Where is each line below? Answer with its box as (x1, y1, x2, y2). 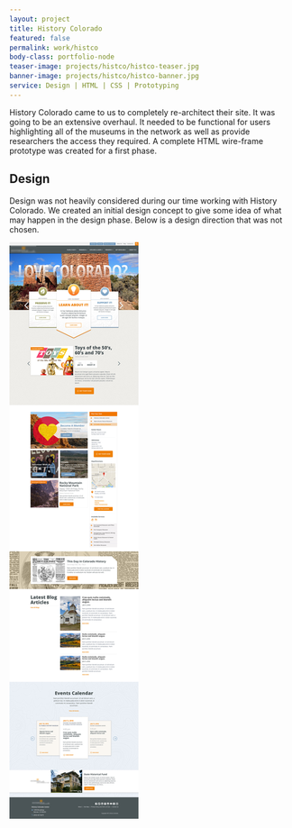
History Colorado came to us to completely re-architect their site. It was (9, 106, 276, 117)
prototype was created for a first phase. (9, 145, 158, 156)
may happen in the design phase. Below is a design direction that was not (9, 214, 283, 225)
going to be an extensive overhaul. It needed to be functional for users (9, 116, 271, 127)
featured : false (9, 33, 70, 42)
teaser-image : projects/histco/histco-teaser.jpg (9, 62, 200, 71)
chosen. (9, 223, 40, 234)
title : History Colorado (9, 23, 103, 33)
